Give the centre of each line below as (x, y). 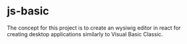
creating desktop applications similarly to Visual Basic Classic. (85, 34)
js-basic (28, 11)
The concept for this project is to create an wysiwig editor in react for (94, 28)
